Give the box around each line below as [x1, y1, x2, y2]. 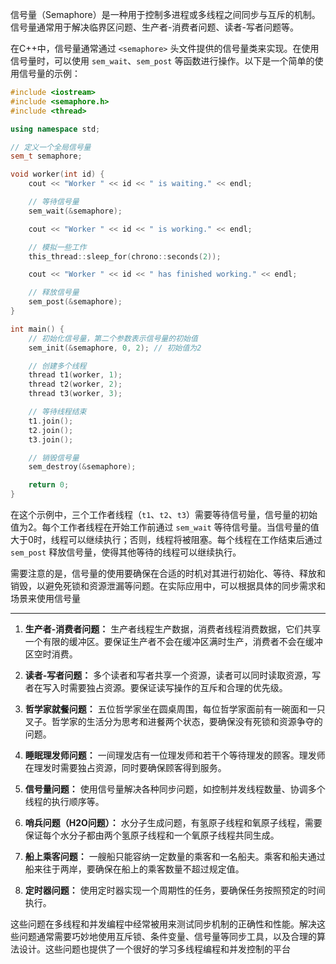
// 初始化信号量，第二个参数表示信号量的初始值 [28, 333, 198, 343]
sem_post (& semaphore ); [28, 297, 123, 307]
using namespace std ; [10, 124, 101, 134]
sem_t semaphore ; [10, 151, 83, 162]
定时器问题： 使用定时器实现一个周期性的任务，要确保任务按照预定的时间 [24, 884, 326, 896]
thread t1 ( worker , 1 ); [28, 370, 123, 380]
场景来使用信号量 [10, 593, 81, 604]
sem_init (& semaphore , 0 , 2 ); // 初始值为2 [28, 343, 202, 353]
